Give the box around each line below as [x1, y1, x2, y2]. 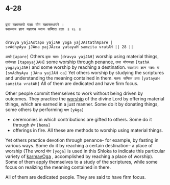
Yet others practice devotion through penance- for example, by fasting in [5, 137, 159, 143]
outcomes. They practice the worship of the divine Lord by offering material [5, 95, 164, 101]
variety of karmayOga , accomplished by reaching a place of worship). [5, 153, 154, 160]
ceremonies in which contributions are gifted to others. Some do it [12, 116, 152, 122]
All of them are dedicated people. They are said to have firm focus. [5, 174, 146, 180]
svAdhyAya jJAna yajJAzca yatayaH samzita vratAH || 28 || [5, 44, 134, 49]
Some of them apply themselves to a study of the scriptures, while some [5, 158, 158, 165]
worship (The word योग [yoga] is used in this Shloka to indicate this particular [5, 148, 165, 154]
